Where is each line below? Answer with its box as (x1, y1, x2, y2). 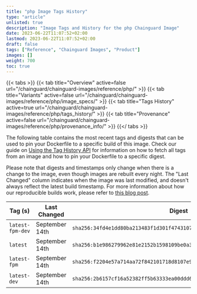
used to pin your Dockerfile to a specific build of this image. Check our (6, 140, 177, 147)
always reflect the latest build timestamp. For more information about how (6, 183, 185, 190)
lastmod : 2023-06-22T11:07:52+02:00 (6, 36, 96, 42)
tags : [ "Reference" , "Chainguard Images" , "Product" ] (6, 47, 141, 53)
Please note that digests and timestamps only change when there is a (6, 164, 174, 171)
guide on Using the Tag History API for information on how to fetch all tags (6, 147, 186, 154)
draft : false (6, 42, 38, 48)
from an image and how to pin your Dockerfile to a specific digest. (6, 153, 166, 160)
